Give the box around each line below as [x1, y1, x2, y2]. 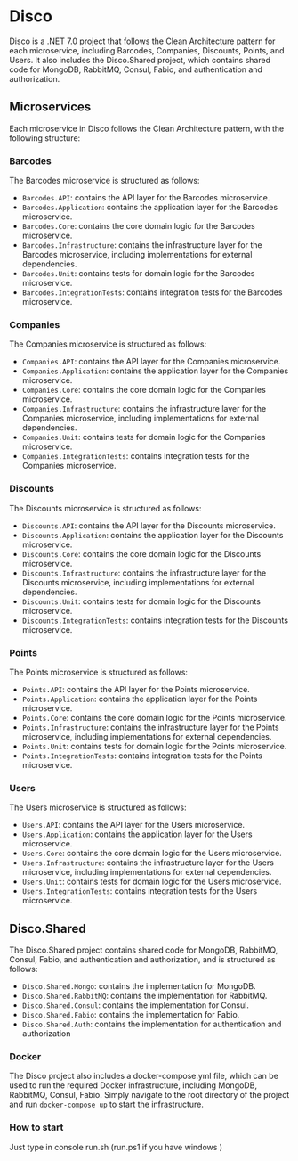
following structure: [9, 132, 81, 143]
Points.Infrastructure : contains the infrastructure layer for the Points [21, 722, 279, 732]
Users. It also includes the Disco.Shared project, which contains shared [9, 54, 271, 65]
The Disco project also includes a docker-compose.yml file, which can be [9, 1071, 278, 1082]
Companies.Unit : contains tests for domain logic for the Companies [21, 432, 266, 443]
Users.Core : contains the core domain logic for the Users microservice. [21, 848, 282, 859]
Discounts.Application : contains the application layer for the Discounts [21, 529, 284, 540]
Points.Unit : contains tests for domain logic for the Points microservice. [21, 740, 287, 751]
